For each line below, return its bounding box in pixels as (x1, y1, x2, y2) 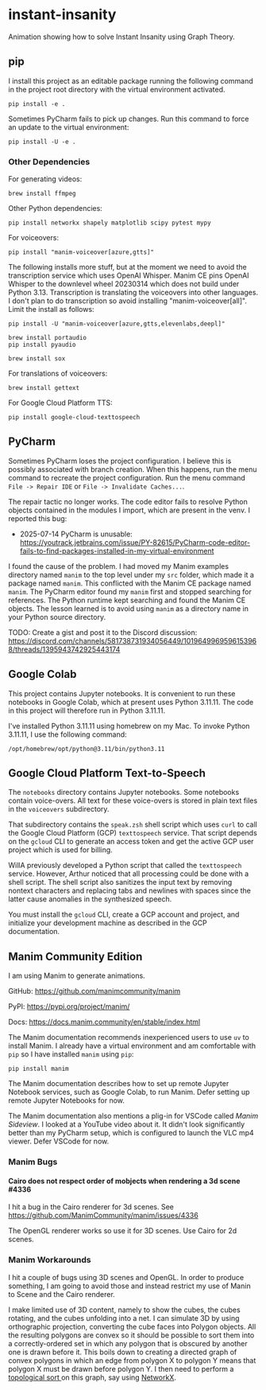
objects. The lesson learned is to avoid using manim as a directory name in (8, 603, 249, 613)
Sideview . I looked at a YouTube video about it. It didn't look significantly (8, 1119, 245, 1129)
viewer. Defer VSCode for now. (8, 1136, 110, 1147)
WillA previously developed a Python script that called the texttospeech (8, 861, 242, 870)
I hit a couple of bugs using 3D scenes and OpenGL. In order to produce (8, 1272, 245, 1282)
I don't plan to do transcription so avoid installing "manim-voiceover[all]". (8, 296, 248, 306)
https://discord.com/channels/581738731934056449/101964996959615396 (8, 636, 257, 645)
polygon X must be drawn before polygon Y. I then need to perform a (8, 1364, 234, 1373)
